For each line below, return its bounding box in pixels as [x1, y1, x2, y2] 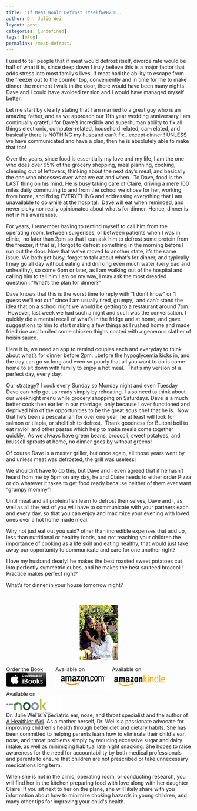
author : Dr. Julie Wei [6, 15, 62, 22]
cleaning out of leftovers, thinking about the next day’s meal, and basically [6, 168, 186, 175]
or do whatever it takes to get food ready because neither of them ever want [6, 480, 191, 486]
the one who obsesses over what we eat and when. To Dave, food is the [6, 174, 182, 181]
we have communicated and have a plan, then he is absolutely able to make [6, 138, 189, 144]
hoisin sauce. [6, 334, 38, 341]
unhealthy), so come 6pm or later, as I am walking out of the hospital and [6, 266, 183, 273]
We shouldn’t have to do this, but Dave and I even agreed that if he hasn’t [6, 468, 184, 474]
